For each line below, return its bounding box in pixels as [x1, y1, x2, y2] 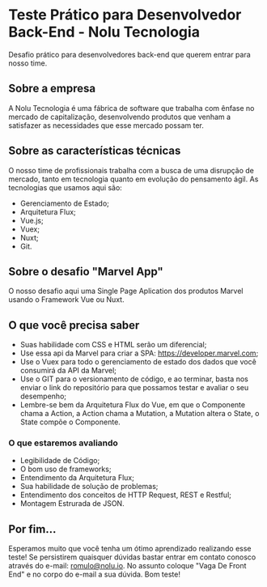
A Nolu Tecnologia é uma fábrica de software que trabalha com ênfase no [8, 103, 255, 113]
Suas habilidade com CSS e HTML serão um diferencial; [19, 340, 207, 350]
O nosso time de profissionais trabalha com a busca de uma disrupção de [8, 165, 255, 175]
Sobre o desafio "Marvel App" [8, 265, 163, 279]
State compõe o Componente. [19, 417, 121, 427]
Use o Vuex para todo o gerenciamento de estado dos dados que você [19, 357, 256, 367]
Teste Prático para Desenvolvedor [8, 6, 242, 24]
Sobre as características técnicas [8, 144, 181, 158]
